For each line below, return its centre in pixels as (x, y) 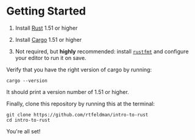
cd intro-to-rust (28, 120)
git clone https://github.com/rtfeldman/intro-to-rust (77, 115)
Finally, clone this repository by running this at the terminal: (81, 104)
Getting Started (46, 11)
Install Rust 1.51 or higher (46, 28)
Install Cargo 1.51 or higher (48, 39)
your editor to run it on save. (51, 58)
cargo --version (27, 81)
